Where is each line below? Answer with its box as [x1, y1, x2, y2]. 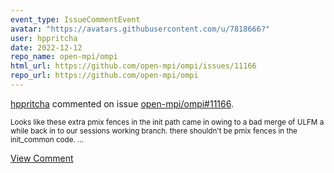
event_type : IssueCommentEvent [10, 14, 141, 25]
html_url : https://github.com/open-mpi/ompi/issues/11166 [10, 61, 257, 71]
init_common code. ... [10, 134, 85, 145]
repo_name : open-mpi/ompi [10, 52, 118, 62]
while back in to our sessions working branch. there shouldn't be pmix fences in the [10, 126, 298, 136]
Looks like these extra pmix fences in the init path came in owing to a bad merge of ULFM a [10, 117, 325, 127]
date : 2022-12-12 [10, 42, 83, 53]
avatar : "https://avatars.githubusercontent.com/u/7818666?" [10, 24, 271, 34]
